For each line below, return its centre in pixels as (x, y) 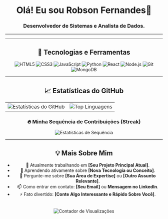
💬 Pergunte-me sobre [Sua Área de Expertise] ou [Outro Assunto (88, 176)
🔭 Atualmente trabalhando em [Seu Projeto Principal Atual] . (88, 165)
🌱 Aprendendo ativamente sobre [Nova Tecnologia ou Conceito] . (88, 170)
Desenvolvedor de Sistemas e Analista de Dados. (84, 26)
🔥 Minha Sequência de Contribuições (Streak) (84, 122)
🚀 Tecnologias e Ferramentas (84, 52)
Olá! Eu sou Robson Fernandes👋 (84, 10)
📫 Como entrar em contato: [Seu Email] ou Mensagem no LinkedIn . (87, 187)
